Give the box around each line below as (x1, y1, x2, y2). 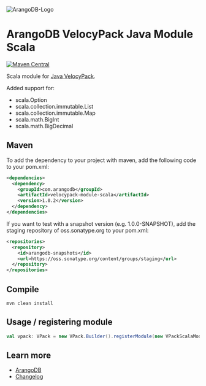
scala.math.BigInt (15, 115, 59, 123)
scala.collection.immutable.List (15, 102, 94, 110)
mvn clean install (6, 300, 53, 306)
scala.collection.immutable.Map (15, 109, 96, 117)
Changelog (15, 373, 44, 380)
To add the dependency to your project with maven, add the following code (6, 156, 197, 164)
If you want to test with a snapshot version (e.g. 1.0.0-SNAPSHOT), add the (6, 220, 196, 227)
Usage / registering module (6, 317, 113, 328)
